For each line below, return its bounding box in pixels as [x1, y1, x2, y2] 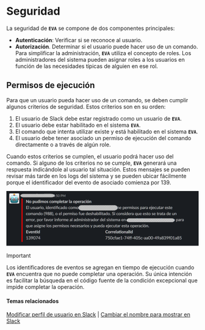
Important [6, 252, 31, 259]
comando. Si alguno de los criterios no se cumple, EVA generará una [6, 159, 177, 167]
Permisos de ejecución [6, 80, 95, 91]
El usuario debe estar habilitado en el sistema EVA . [15, 121, 141, 129]
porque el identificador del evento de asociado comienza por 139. [6, 179, 171, 186]
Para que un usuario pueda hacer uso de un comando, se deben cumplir [6, 96, 189, 103]
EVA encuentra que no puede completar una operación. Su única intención [6, 270, 192, 277]
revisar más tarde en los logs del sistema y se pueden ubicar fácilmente [6, 172, 187, 179]
